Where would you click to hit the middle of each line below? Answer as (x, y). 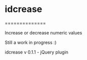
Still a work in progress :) (31, 42)
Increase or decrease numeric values (43, 32)
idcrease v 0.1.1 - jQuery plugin (37, 52)
